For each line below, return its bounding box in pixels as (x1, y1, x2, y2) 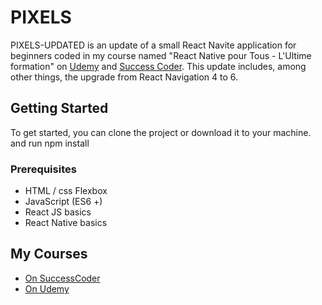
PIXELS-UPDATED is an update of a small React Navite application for (10, 39, 297, 51)
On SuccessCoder (24, 272, 101, 284)
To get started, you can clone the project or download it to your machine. (10, 126, 312, 138)
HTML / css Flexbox (24, 185, 108, 197)
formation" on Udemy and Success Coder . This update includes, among (10, 60, 307, 72)
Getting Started (10, 100, 109, 117)
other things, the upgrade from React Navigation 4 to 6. (10, 71, 239, 83)
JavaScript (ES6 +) (24, 196, 103, 208)
